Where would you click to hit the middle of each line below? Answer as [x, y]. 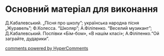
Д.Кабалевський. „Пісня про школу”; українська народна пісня [72, 23]
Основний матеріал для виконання [82, 9]
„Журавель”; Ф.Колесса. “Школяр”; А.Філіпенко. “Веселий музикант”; [79, 28]
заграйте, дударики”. [27, 39]
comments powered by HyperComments [47, 48]
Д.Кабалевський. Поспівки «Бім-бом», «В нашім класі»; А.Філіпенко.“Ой [82, 33]
